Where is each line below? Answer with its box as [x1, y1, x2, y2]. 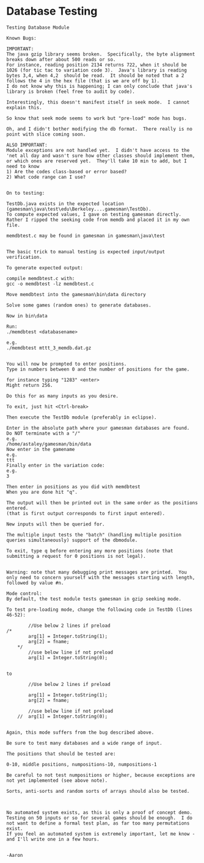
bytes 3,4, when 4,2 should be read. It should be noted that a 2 [6, 72, 184, 79]
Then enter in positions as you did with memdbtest [6, 483, 140, 489]
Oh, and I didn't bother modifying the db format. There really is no [6, 126, 192, 132]
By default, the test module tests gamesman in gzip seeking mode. [6, 596, 182, 602]
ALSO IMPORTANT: [6, 142, 48, 148]
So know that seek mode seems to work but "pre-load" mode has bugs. [6, 115, 188, 121]
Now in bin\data [6, 312, 48, 319]
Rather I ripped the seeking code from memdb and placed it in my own [6, 217, 190, 223]
